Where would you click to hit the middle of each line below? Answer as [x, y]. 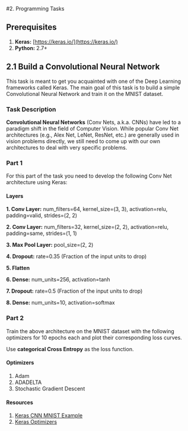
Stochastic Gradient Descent [50, 388]
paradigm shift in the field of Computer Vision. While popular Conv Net [93, 128]
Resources [20, 402]
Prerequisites [31, 27]
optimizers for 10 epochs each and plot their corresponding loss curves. [94, 337]
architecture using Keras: [37, 182]
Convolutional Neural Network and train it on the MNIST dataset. [85, 94]
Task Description [31, 109]
